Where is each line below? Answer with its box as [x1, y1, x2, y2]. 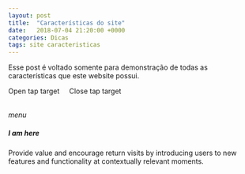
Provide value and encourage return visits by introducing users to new [8, 148, 237, 158]
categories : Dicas [8, 33, 69, 42]
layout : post [8, 11, 51, 20]
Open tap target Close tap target [8, 86, 122, 96]
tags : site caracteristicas [8, 41, 101, 49]
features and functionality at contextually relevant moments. [8, 157, 204, 166]
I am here [8, 128, 40, 138]
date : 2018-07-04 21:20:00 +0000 [8, 26, 126, 34]
